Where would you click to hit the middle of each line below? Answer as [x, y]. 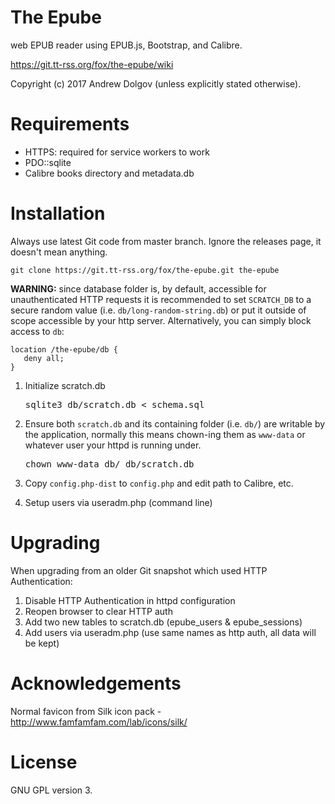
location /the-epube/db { [64, 349]
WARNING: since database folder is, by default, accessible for [138, 288]
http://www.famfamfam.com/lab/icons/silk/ [99, 722]
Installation [58, 213]
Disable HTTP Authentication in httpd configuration [130, 600]
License [44, 762]
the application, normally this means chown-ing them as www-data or [165, 434]
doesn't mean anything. [59, 252]
